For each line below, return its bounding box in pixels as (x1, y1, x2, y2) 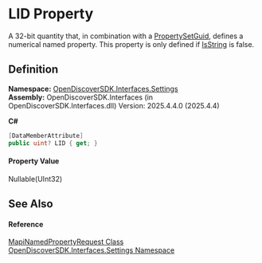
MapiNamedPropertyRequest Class (8, 237, 124, 247)
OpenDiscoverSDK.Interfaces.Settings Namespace (8, 245, 175, 255)
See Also (8, 197, 53, 211)
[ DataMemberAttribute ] (8, 131, 84, 139)
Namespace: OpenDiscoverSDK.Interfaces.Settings (8, 84, 178, 93)
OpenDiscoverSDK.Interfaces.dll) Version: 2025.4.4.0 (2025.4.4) (8, 100, 221, 110)
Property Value (8, 156, 60, 166)
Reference (8, 219, 44, 229)
